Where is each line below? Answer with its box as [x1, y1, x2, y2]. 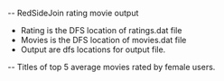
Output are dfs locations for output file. [20, 44, 166, 55]
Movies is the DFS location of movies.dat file [20, 35, 187, 45]
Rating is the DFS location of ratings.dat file [20, 25, 182, 35]
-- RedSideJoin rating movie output [7, 8, 139, 18]
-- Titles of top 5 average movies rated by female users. [7, 62, 216, 72]
